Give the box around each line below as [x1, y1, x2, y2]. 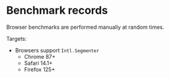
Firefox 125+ [24, 65, 56, 73]
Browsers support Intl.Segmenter [15, 46, 100, 54]
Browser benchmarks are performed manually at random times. [6, 23, 165, 31]
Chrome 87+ [24, 53, 56, 60]
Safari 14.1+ [24, 59, 53, 67]
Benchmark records [6, 4, 108, 17]
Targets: [6, 35, 27, 42]
